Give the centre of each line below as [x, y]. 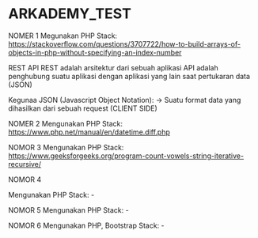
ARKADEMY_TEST [70, 14]
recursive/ [25, 164]
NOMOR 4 [25, 179]
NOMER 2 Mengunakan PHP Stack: [65, 123]
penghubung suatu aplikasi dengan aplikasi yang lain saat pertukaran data [129, 76]
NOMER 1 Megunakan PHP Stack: [63, 36]
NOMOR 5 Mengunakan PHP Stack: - [68, 210]
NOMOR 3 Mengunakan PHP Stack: [66, 147]
